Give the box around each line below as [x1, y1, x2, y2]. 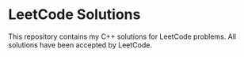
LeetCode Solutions [8, 6, 141, 24]
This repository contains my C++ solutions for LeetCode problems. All [8, 32, 236, 41]
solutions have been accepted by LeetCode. [8, 40, 153, 49]
